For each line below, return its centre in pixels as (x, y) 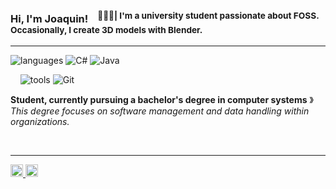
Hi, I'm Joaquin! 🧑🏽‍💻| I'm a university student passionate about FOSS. (165, 18)
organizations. (40, 121)
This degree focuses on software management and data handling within (160, 111)
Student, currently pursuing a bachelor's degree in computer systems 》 (162, 99)
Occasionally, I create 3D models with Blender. (106, 30)
